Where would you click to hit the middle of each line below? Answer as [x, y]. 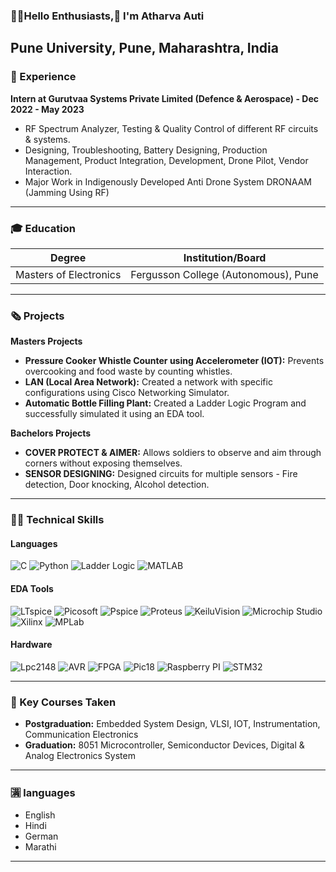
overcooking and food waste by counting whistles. [128, 371]
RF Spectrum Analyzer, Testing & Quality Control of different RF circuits [171, 128]
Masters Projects [46, 341]
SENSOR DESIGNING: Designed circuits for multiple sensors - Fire [161, 474]
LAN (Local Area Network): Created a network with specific [148, 382]
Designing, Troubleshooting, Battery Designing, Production [146, 150]
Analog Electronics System [80, 756]
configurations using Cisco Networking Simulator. [127, 393]
